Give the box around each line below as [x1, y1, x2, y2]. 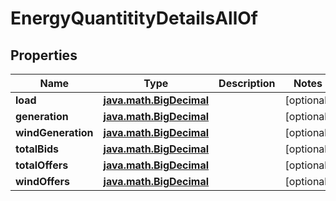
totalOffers [15, 158, 69, 172]
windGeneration [15, 126, 94, 139]
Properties [10, 47, 78, 64]
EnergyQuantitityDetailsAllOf [10, 7, 258, 30]
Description [218, 77, 276, 90]
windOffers [15, 175, 71, 188]
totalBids [15, 142, 60, 156]
